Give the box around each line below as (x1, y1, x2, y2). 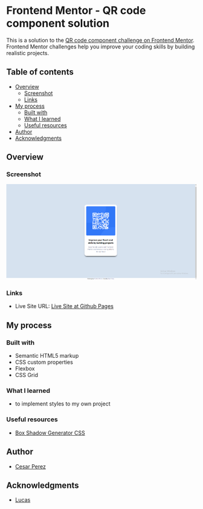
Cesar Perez (14, 462, 47, 470)
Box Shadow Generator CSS (14, 429, 86, 436)
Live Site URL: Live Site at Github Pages (14, 303, 114, 310)
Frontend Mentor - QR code (6, 4, 146, 18)
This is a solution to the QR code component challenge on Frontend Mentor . (6, 36, 195, 44)
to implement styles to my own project (14, 400, 111, 407)
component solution (6, 16, 110, 30)
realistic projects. (6, 49, 50, 56)
